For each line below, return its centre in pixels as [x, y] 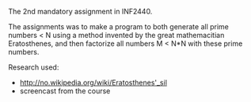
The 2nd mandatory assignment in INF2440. [80, 11]
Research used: [34, 67]
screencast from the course [65, 91]
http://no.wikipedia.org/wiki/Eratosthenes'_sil [93, 83]
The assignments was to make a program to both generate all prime [119, 26]
